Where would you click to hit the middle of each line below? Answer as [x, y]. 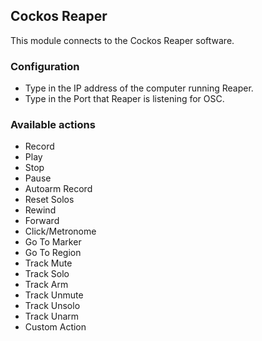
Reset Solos [49, 200]
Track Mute [48, 263]
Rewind [40, 210]
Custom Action [55, 327]
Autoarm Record [58, 189]
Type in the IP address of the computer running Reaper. [139, 88]
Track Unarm [52, 316]
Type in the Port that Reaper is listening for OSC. [124, 99]
